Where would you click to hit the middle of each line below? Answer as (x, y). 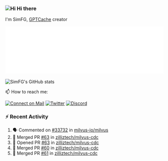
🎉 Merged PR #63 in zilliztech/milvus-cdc (56, 137)
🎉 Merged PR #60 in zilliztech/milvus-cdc (56, 147)
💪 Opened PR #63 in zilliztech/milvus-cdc (56, 142)
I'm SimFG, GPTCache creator (36, 20)
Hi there (27, 9)
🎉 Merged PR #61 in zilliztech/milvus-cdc (55, 153)
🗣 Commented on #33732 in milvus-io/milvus (60, 130)
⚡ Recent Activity (27, 117)
